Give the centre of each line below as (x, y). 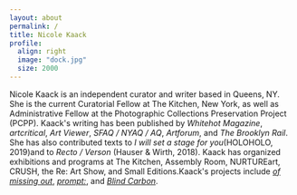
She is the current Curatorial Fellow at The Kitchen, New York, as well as (144, 103)
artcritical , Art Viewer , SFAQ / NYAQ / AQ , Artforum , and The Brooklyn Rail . (148, 132)
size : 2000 (38, 69)
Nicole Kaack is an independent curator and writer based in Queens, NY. (145, 94)
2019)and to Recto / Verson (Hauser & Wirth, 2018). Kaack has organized (145, 151)
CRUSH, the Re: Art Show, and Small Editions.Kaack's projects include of (145, 171)
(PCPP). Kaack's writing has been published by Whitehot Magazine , (136, 122)
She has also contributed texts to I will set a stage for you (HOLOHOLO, (141, 142)
